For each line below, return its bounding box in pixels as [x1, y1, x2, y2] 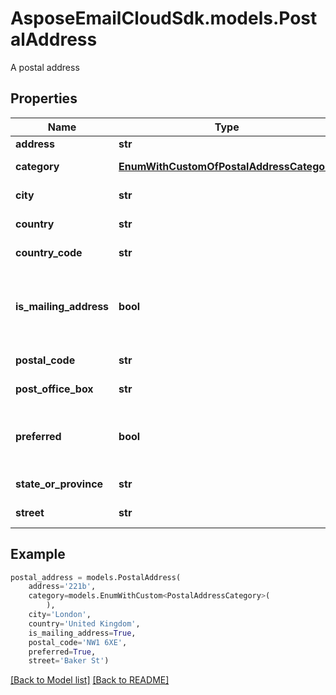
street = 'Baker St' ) [28, 656, 110, 666]
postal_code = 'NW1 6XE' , [28, 637, 128, 647]
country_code [15, 245, 83, 259]
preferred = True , [28, 647, 97, 657]
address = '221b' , [28, 582, 97, 592]
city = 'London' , [28, 610, 92, 620]
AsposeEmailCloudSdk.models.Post [10, 7, 318, 30]
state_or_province [15, 477, 104, 491]
